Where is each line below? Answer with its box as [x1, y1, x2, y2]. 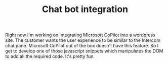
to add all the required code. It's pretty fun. [5, 53, 95, 59]
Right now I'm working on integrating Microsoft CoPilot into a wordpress [5, 32, 155, 38]
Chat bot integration [41, 4, 129, 15]
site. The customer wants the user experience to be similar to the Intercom [5, 37, 161, 43]
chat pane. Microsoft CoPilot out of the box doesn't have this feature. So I [5, 43, 158, 49]
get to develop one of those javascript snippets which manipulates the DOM [5, 48, 163, 54]
